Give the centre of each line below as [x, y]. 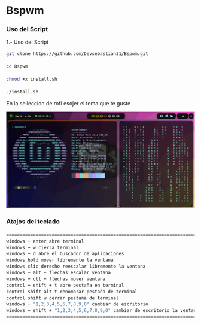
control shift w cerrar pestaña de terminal [63, 298]
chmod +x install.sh [32, 79]
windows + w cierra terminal [42, 247]
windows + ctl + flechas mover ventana [56, 279]
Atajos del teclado [33, 222]
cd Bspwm [17, 66]
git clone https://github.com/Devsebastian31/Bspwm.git [77, 54]
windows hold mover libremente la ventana [60, 260]
